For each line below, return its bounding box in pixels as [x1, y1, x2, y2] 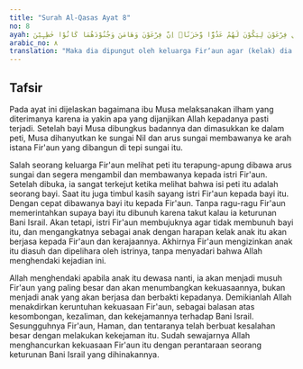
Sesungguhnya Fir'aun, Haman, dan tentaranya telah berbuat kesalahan [9, 320, 276, 331]
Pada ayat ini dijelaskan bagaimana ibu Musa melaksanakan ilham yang [9, 103, 274, 114]
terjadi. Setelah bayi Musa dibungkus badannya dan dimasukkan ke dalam [9, 122, 285, 133]
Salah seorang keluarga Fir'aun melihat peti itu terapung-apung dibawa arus [9, 159, 292, 170]
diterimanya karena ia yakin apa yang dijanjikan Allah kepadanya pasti [9, 113, 269, 124]
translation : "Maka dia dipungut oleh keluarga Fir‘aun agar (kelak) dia [9, 47, 293, 56]
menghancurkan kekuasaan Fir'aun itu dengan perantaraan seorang [9, 339, 262, 350]
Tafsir [9, 80, 43, 95]
